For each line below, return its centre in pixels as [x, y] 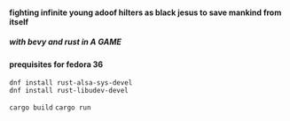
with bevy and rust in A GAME [66, 42]
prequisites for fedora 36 [56, 64]
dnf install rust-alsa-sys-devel [71, 83]
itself [19, 21]
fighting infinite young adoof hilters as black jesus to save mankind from [145, 12]
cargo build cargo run [50, 108]
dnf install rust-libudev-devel [69, 91]
